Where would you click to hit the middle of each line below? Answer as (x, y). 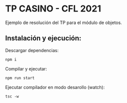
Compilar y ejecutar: (26, 68)
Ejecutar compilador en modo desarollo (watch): (55, 87)
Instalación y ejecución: (43, 38)
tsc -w (12, 96)
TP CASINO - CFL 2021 (53, 9)
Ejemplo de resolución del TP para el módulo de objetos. (63, 22)
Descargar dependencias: (32, 50)
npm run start (20, 78)
